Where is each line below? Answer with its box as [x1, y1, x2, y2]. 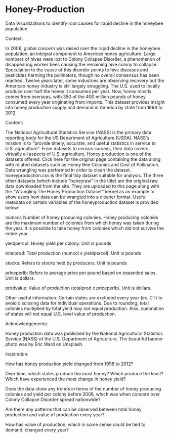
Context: [5, 35, 23, 41]
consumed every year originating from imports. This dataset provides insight [5, 99, 165, 105]
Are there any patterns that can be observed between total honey [5, 406, 142, 412]
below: [5, 204, 19, 210]
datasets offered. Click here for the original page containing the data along [5, 156, 161, 162]
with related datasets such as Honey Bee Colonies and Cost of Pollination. [5, 161, 160, 167]
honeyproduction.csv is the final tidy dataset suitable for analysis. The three [5, 172, 163, 178]
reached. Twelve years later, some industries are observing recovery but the [5, 77, 164, 83]
